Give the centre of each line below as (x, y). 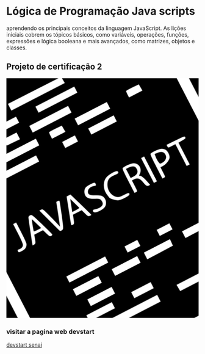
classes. (17, 48)
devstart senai (24, 345)
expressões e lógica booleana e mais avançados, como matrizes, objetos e (101, 41)
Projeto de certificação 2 (54, 67)
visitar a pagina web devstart (50, 332)
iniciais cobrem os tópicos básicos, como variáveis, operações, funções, (98, 34)
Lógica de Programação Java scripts (101, 11)
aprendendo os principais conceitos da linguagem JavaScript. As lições (96, 28)
